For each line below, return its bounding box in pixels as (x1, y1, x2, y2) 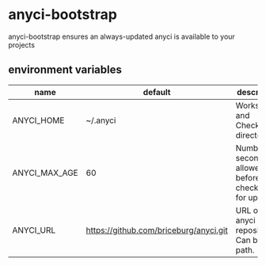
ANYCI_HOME (12, 115, 65, 126)
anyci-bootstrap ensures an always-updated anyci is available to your (8, 32, 235, 41)
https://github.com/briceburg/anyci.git (85, 224, 228, 235)
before (235, 172, 260, 183)
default (142, 86, 171, 97)
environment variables (8, 63, 123, 77)
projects (8, 40, 36, 49)
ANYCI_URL (12, 224, 56, 235)
